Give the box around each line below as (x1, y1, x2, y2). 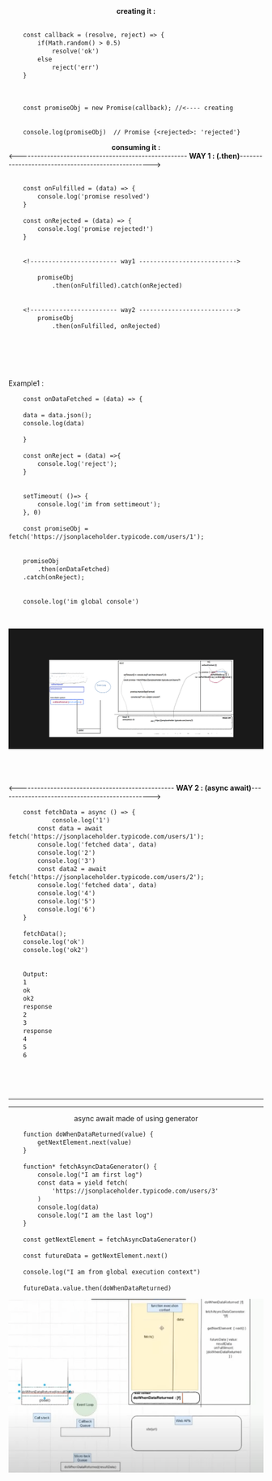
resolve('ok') (51, 47, 100, 55)
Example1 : (8, 378, 45, 388)
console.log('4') (37, 889, 96, 897)
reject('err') (51, 63, 100, 71)
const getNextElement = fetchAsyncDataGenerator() (23, 1236, 198, 1244)
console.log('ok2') (23, 945, 89, 954)
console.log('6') (37, 905, 96, 913)
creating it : (116, 6, 156, 15)
